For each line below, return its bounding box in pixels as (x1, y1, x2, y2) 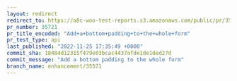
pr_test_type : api (6, 37, 61, 44)
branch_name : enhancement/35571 (6, 63, 102, 70)
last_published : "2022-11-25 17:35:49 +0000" (6, 43, 143, 50)
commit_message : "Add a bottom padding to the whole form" (6, 56, 185, 63)
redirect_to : (6, 17, 45, 24)
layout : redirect (6, 10, 58, 18)
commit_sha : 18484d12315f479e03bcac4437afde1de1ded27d (6, 50, 172, 57)
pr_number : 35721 (6, 23, 58, 30)
